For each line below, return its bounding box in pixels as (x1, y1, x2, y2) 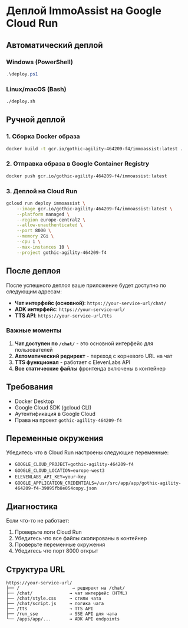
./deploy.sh (6, 98, 35, 104)
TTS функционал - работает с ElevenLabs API (14, 358, 131, 366)
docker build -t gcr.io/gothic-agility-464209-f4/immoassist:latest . (6, 146, 183, 151)
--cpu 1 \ (17, 239, 41, 245)
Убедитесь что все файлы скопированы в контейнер (14, 535, 147, 542)
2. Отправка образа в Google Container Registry (6, 160, 150, 168)
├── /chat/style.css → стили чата (6, 596, 101, 601)
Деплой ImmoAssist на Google (6, 4, 162, 18)
